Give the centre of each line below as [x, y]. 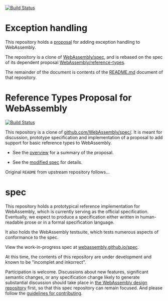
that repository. [21, 77]
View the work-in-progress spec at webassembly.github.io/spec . [72, 247]
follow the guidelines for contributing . [44, 293]
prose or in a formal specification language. [69, 222]
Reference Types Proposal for [68, 98]
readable [14, 222]
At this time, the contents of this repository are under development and [78, 257]
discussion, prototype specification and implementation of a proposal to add [84, 137]
